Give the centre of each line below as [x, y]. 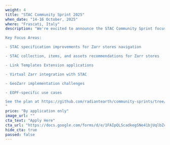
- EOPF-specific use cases [34, 92]
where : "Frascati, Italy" [32, 24]
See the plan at [22, 102]
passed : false [20, 134]
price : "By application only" [37, 111]
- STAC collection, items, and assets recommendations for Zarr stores [82, 56]
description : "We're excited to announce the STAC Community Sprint [79, 29]
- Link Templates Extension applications [50, 65]
